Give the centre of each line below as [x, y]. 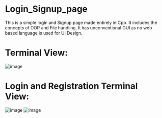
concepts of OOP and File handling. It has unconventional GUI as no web [79, 27]
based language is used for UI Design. [44, 33]
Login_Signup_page [46, 9]
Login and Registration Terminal [71, 86]
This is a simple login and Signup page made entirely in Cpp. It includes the [81, 23]
